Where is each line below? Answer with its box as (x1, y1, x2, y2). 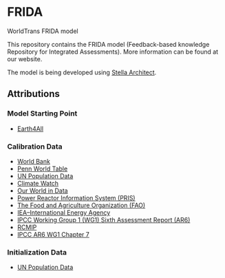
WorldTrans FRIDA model (7, 27, 78, 35)
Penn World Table (17, 164, 68, 173)
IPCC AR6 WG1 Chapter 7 (17, 230, 89, 238)
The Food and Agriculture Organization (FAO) (17, 201, 146, 209)
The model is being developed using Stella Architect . (7, 68, 157, 76)
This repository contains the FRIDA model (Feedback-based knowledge (7, 40, 210, 48)
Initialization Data (7, 247, 67, 257)
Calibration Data (7, 142, 63, 151)
